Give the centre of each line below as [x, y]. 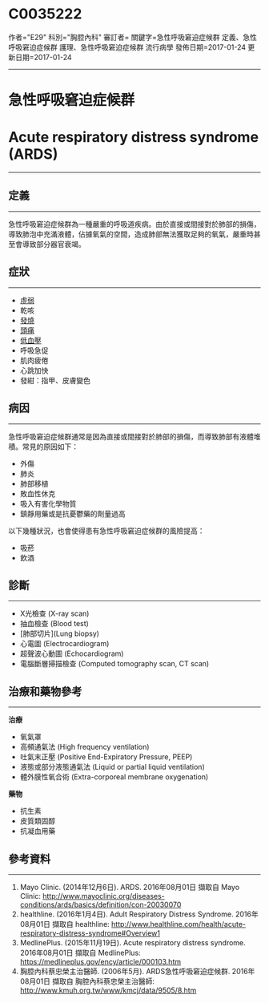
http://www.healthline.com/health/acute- [179, 924]
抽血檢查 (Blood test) [54, 624]
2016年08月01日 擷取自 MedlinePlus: [80, 952]
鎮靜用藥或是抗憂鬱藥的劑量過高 [72, 513]
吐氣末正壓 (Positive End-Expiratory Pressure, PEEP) [106, 757]
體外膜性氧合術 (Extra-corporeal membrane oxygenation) [114, 777]
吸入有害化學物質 [48, 504]
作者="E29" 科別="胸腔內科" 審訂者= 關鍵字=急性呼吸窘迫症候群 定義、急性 [133, 37]
